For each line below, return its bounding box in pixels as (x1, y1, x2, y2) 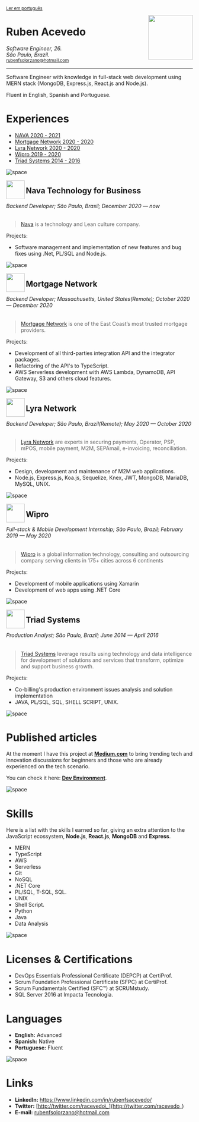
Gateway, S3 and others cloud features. (14, 375, 111, 382)
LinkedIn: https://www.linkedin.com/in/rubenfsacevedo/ (14, 1096, 152, 1104)
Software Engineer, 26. (6, 45, 62, 52)
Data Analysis (14, 920, 49, 928)
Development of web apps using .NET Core (14, 586, 121, 593)
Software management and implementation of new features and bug (14, 244, 182, 251)
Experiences (6, 112, 69, 125)
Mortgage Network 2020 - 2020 (14, 138, 94, 145)
